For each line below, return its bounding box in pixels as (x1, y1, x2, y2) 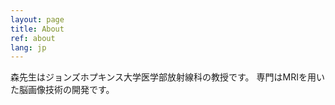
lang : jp (10, 42, 47, 53)
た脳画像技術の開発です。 (10, 84, 115, 96)
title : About (10, 24, 65, 34)
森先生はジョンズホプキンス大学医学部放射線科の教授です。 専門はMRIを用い (10, 71, 325, 83)
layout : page (10, 14, 65, 25)
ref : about (10, 33, 56, 43)
